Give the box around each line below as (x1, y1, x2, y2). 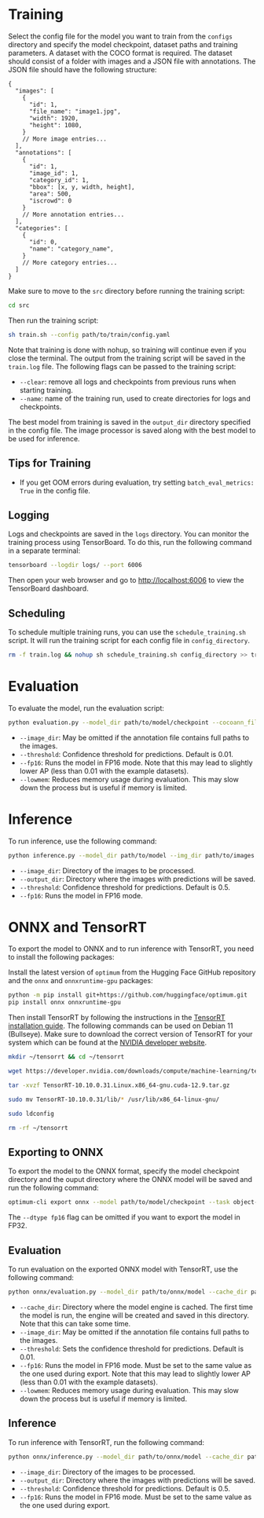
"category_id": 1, (28, 176, 90, 184)
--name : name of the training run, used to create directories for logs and (19, 393, 251, 403)
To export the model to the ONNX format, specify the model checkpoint (8, 1166, 240, 1176)
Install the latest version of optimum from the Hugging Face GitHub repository (8, 967, 256, 977)
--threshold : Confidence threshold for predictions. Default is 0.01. (19, 749, 234, 759)
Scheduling (8, 606, 65, 620)
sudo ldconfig (8, 1110, 55, 1117)
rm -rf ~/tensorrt (8, 1124, 68, 1132)
